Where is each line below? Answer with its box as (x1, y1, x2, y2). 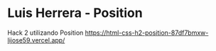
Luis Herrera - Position (7, 5, 144, 21)
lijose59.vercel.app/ (7, 35, 65, 44)
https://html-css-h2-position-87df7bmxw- (85, 28, 209, 37)
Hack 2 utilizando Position (7, 28, 84, 37)
